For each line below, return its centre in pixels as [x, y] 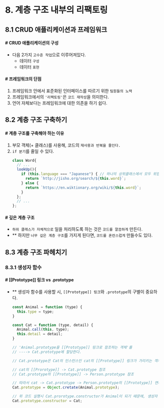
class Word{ [24, 160]
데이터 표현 [30, 67]
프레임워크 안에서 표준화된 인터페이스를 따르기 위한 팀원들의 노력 [72, 90]
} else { [30, 183]
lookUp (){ [27, 170]
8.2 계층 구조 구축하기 [36, 120]
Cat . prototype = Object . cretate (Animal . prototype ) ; [66, 387]
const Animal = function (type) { [47, 307]
